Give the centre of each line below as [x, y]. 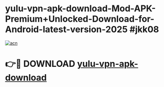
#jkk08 [144, 29]
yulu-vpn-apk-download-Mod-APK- [81, 9]
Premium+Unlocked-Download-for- [80, 19]
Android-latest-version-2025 [66, 29]
